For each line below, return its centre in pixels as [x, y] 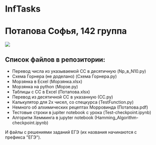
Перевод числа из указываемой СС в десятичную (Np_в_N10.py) [79, 71]
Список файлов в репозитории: [55, 59]
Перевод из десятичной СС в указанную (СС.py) [62, 97]
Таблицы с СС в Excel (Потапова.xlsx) [51, 92]
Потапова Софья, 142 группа [66, 31]
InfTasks [23, 9]
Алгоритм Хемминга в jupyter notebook [53, 117]
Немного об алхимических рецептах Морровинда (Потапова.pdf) [80, 107]
